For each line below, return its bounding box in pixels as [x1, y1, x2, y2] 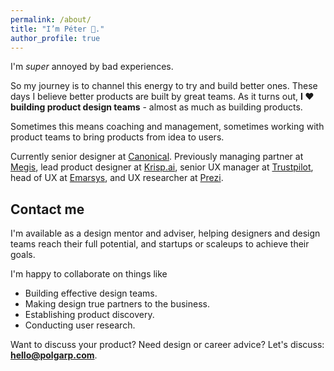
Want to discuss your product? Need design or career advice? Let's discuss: [10, 339, 325, 351]
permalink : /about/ [10, 14, 92, 25]
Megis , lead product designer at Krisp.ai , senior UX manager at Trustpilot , [10, 161, 314, 173]
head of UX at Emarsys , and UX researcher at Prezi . [10, 172, 224, 184]
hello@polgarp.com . [10, 349, 98, 361]
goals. [10, 249, 36, 261]
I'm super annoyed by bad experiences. [10, 61, 174, 73]
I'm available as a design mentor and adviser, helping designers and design [10, 227, 321, 240]
